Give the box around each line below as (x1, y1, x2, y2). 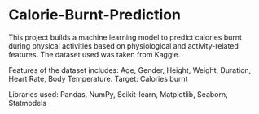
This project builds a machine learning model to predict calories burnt (8, 32, 243, 42)
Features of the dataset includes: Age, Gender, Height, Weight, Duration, (8, 65, 252, 74)
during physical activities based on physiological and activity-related (8, 40, 239, 50)
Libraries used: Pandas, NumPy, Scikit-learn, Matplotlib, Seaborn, (8, 89, 228, 99)
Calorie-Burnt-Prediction (8, 6, 182, 24)
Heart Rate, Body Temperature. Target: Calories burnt (8, 74, 188, 83)
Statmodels (8, 98, 47, 108)
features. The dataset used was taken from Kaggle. (8, 49, 181, 59)
